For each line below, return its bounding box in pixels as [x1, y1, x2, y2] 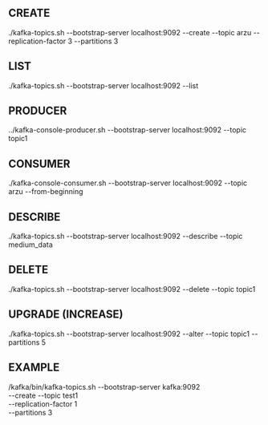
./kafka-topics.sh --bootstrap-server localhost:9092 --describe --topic [8, 232, 243, 241]
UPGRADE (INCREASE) [8, 308, 124, 322]
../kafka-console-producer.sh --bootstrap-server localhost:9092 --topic [8, 125, 247, 135]
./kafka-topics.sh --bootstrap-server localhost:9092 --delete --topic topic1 [8, 284, 256, 293]
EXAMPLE [8, 361, 60, 374]
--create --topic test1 [8, 391, 79, 400]
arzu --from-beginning [8, 187, 83, 196]
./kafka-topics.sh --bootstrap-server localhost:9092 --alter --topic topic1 [8, 329, 250, 338]
